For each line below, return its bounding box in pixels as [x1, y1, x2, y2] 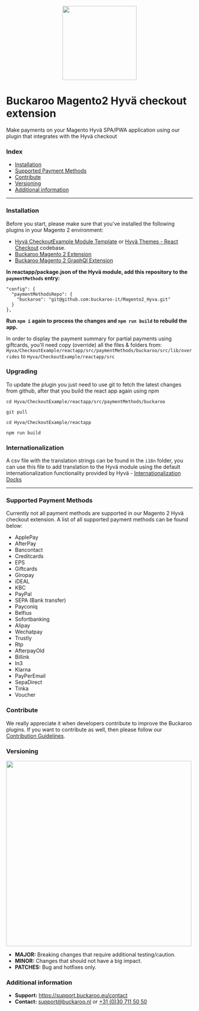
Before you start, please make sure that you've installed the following [6, 220, 175, 227]
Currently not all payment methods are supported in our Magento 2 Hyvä [6, 510, 184, 517]
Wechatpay [14, 629, 43, 636]
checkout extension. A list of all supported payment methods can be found [6, 516, 188, 523]
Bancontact [14, 546, 43, 554]
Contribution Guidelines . [6, 732, 66, 739]
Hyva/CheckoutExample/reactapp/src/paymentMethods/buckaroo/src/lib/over [6, 347, 192, 353]
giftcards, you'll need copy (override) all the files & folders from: [6, 341, 162, 348]
